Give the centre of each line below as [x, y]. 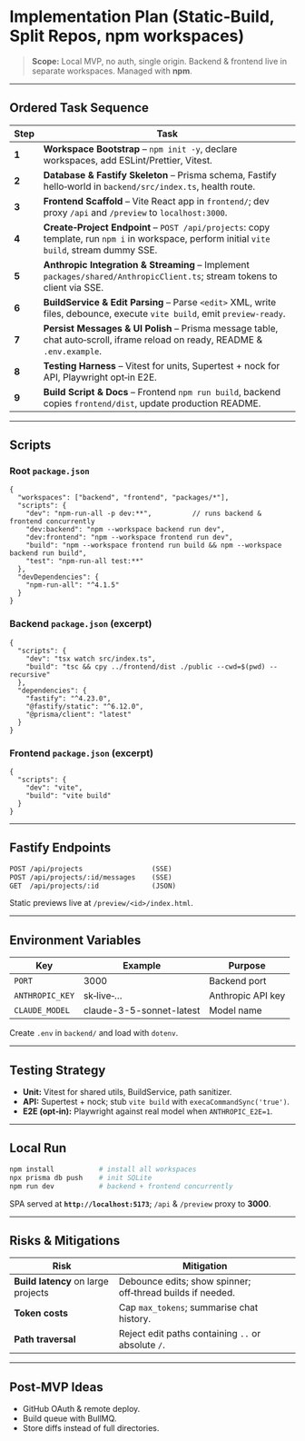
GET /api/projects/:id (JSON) [93, 886]
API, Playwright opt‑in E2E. [100, 377]
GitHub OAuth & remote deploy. [81, 1409]
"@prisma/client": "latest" [79, 714]
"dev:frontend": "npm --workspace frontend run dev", [129, 538]
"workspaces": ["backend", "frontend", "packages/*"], [123, 498]
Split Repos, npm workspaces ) [127, 36]
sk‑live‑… [103, 996]
